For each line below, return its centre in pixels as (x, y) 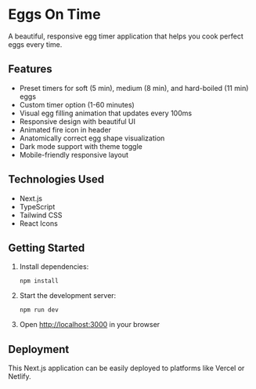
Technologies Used (56, 179)
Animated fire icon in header (65, 129)
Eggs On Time (54, 15)
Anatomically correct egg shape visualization (92, 138)
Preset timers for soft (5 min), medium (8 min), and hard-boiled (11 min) (134, 88)
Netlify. (20, 376)
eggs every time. (35, 44)
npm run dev (39, 310)
